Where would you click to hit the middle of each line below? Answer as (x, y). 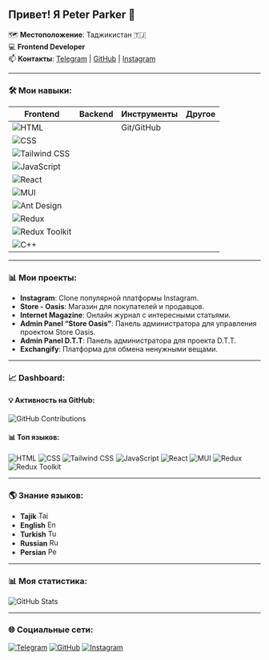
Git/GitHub (141, 127)
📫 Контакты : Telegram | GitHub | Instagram (82, 58)
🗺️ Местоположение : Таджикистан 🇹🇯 (77, 34)
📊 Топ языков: (34, 437)
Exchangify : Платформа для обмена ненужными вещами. (119, 349)
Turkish (33, 534)
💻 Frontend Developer (47, 46)
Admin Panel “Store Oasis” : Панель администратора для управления (139, 324)
